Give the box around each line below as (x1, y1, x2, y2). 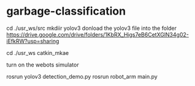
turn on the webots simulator (6, 61, 79, 68)
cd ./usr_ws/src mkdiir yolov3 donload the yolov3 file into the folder (6, 24, 177, 32)
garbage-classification (6, 4, 126, 18)
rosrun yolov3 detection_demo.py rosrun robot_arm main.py (6, 73, 158, 80)
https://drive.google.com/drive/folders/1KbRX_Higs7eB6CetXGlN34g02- (6, 30, 189, 38)
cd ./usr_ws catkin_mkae (6, 49, 69, 56)
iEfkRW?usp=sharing (6, 37, 59, 45)
